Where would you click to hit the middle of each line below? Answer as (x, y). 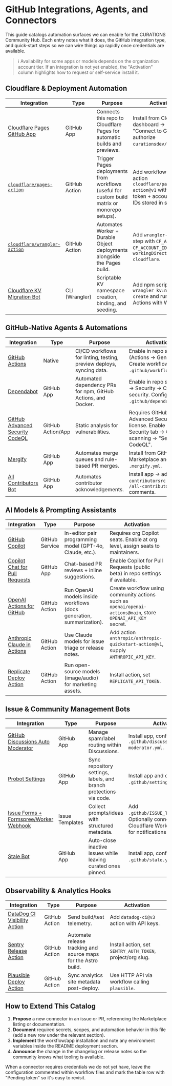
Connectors (31, 20)
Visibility (18, 920)
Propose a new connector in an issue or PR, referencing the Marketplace (90, 1018)
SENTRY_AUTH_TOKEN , (133, 951)
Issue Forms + (25, 813)
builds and (109, 144)
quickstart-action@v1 (136, 644)
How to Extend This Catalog (51, 1006)
